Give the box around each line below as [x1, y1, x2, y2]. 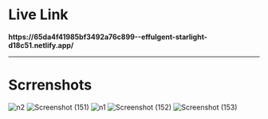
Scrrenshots [8, 76, 93, 94]
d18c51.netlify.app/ [8, 40, 74, 50]
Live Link [8, 6, 69, 24]
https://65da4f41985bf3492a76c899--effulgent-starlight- [8, 32, 207, 42]
